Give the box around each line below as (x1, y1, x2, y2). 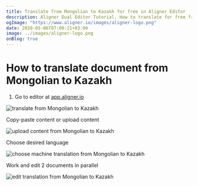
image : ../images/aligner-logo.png (6, 31, 94, 36)
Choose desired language (6, 139, 69, 146)
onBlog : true (6, 36, 38, 42)
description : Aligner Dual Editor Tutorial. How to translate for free (6, 14, 186, 20)
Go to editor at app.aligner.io (14, 93, 84, 100)
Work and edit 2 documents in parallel (6, 161, 98, 168)
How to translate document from (6, 61, 169, 75)
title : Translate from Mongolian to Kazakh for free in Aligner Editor (6, 8, 186, 15)
